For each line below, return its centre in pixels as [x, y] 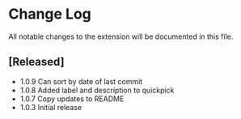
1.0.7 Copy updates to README [72, 99]
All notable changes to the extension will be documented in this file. [121, 36]
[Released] [36, 62]
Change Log [50, 14]
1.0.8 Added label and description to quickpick [97, 90]
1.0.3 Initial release [51, 107]
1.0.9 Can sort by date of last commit [81, 81]
